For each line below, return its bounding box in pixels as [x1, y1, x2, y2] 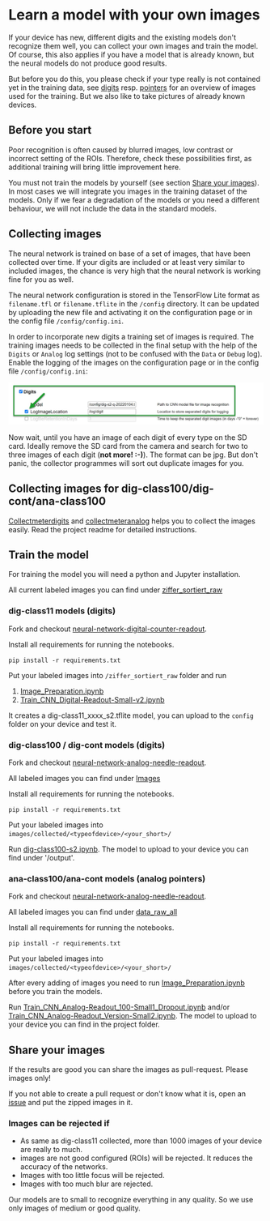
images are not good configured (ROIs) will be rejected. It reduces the [19, 1153, 253, 1163]
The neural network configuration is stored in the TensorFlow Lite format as [8, 290, 260, 300]
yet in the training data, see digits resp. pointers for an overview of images [8, 83, 256, 92]
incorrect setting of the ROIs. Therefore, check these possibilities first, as [8, 153, 252, 163]
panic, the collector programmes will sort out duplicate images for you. [8, 458, 244, 467]
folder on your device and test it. [8, 719, 117, 728]
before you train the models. [8, 987, 103, 997]
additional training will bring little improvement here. [8, 162, 181, 172]
